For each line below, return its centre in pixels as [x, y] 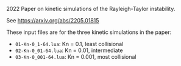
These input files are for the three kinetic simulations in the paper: [89, 32]
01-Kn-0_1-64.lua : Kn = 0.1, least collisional [69, 44]
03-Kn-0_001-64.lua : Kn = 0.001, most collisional [76, 57]
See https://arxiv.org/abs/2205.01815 [53, 20]
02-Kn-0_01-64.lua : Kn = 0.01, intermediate [69, 50]
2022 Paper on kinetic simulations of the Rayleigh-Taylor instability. [91, 9]
